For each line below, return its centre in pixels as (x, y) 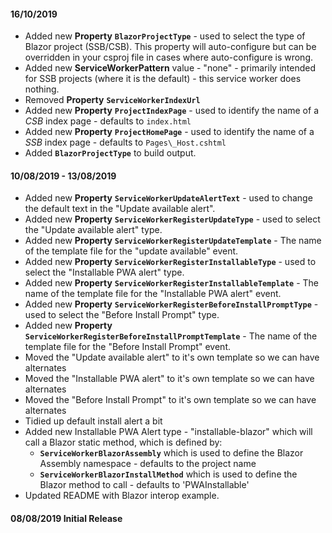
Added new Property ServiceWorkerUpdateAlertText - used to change (168, 198)
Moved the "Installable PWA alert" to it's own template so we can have (169, 379)
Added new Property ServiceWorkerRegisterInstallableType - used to (170, 262)
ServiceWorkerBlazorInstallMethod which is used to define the (168, 474)
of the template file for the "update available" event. (131, 251)
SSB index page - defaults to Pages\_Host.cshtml (125, 142)
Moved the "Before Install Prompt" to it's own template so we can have (170, 400)
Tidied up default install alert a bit (93, 421)
